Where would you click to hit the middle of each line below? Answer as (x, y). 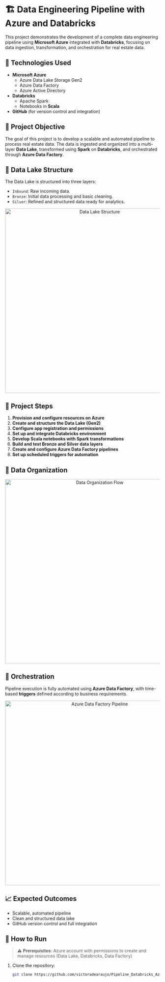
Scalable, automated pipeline (41, 913)
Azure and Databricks (50, 23)
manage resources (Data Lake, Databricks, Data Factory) (75, 956)
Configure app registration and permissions (58, 428)
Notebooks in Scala (40, 106)
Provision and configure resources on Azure (58, 418)
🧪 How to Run (26, 939)
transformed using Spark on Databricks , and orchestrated (98, 149)
